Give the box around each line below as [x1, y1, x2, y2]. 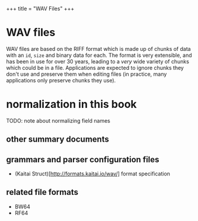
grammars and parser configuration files [6, 154, 159, 165]
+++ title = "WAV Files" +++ [6, 5, 75, 12]
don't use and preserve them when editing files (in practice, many [6, 71, 167, 78]
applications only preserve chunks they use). [6, 76, 116, 84]
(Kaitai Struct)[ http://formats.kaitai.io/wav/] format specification [14, 170, 171, 177]
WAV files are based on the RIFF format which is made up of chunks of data [6, 45, 191, 52]
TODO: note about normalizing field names [6, 117, 111, 124]
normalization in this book [6, 98, 138, 111]
